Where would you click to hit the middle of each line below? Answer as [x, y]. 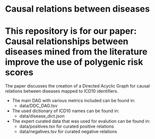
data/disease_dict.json [42, 116]
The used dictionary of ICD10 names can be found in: [66, 111]
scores [19, 73]
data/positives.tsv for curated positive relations [67, 126]
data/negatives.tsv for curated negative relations [68, 132]
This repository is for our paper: [71, 31]
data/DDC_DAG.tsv [38, 106]
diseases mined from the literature [76, 52]
